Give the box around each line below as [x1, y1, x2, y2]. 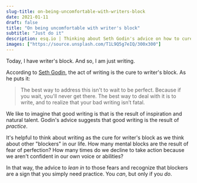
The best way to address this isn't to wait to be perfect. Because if [20, 86, 181, 93]
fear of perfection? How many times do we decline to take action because [6, 146, 185, 153]
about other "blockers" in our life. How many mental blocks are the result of [6, 140, 189, 147]
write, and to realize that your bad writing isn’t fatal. [20, 99, 145, 106]
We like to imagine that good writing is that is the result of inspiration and [6, 110, 182, 117]
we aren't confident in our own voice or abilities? [6, 152, 124, 160]
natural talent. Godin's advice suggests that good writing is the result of [6, 116, 179, 123]
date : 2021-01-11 [6, 14, 49, 20]
